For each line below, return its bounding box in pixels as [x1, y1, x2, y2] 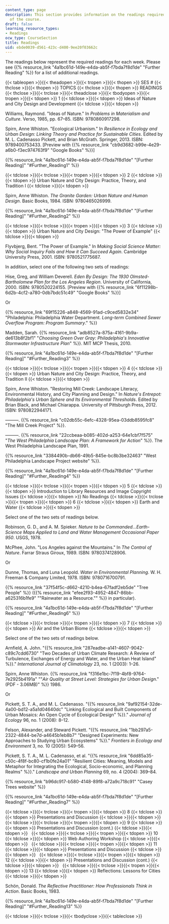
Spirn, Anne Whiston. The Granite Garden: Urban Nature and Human [5, 192, 148, 198]
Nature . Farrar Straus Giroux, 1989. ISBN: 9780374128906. [5, 549, 127, 555]
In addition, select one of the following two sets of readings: [5, 263, 130, 270]
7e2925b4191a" [5, 676, 38, 682]
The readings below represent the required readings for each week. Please [5, 59, 161, 65]
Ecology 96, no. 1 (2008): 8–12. [5, 717, 69, 723]
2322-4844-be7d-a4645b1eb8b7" [5, 732, 77, 738]
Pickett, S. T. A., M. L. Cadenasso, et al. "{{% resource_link [5, 753, 127, 759]
